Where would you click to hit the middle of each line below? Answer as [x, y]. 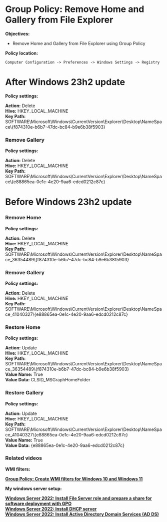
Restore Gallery [24, 393]
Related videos [24, 458]
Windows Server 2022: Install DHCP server [51, 508]
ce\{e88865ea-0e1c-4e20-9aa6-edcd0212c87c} [55, 182]
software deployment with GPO [38, 503]
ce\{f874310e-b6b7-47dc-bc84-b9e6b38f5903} [55, 127]
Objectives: [17, 34]
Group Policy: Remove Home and [75, 9]
